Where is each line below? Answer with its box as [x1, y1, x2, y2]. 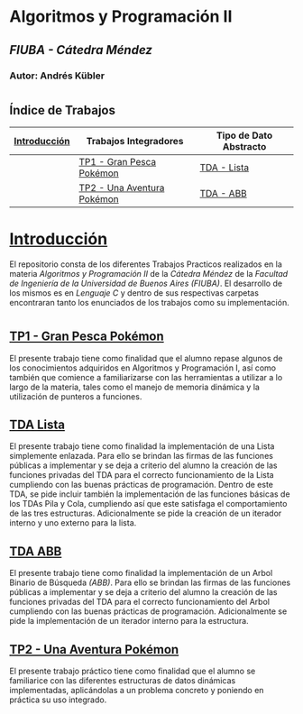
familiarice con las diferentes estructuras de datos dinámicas [9, 675, 236, 686]
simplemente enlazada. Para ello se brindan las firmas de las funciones [9, 451, 273, 462]
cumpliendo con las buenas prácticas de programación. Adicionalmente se [9, 606, 288, 617]
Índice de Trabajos [9, 102, 115, 118]
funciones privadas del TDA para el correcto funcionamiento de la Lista [9, 470, 274, 481]
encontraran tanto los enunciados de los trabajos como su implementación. [9, 297, 290, 308]
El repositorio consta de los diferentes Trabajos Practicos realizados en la [9, 259, 282, 270]
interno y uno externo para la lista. [9, 517, 137, 528]
